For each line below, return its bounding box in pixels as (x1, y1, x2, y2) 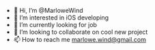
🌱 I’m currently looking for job (13, 21, 98, 28)
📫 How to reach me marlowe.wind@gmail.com (13, 36, 147, 43)
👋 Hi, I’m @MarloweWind (13, 7, 83, 14)
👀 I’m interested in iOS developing (13, 14, 109, 22)
